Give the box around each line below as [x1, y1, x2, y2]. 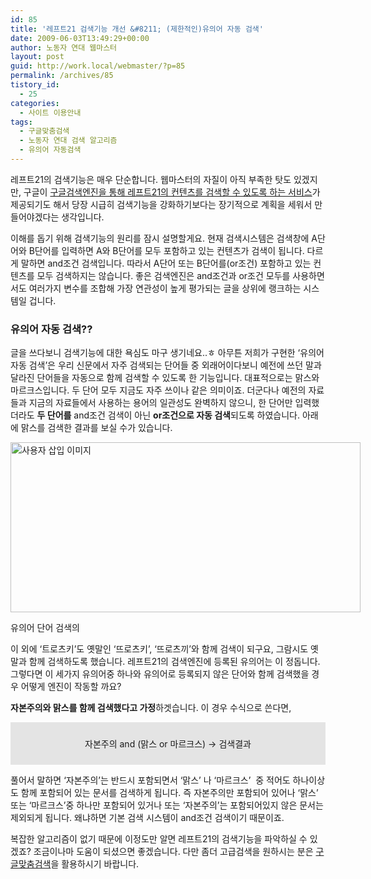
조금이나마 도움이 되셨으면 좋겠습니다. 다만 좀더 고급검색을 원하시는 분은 [33, 846, 314, 858]
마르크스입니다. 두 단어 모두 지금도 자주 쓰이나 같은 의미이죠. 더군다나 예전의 [10, 384, 307, 396]
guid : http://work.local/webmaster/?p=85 [10, 61, 186, 71]
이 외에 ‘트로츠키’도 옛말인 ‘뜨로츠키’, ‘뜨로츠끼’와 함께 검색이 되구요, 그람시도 [10, 643, 309, 655]
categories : [10, 98, 60, 108]
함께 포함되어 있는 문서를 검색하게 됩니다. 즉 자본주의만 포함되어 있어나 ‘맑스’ [20, 787, 319, 799]
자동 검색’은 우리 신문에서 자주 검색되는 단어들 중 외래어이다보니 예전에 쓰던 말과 [10, 359, 322, 371]
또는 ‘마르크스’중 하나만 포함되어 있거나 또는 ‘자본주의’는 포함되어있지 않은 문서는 [10, 799, 324, 811]
